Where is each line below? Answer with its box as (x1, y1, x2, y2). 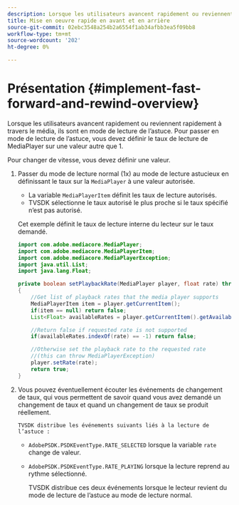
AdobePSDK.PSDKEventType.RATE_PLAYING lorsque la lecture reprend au (28, 462, 230, 470)
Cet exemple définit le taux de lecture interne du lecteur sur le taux (17, 219, 214, 228)
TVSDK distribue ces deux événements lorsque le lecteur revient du (28, 483, 228, 491)
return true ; (31, 365, 70, 373)
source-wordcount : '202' (7, 37, 81, 44)
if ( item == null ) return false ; (31, 307, 127, 314)
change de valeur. (28, 448, 82, 457)
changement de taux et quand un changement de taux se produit (17, 400, 208, 409)
